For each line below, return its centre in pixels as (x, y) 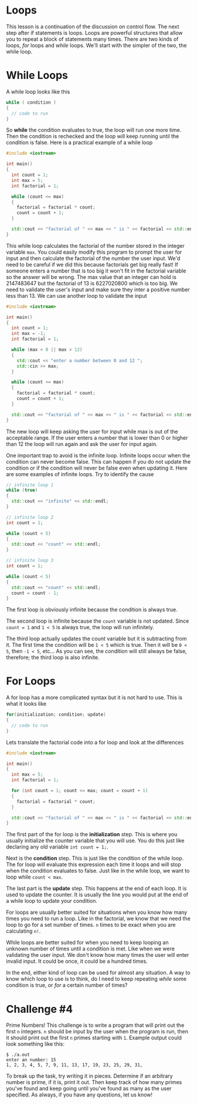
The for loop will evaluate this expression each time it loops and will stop (94, 864)
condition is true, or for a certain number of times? (67, 985)
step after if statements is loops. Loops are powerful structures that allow (94, 32)
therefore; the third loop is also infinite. (53, 657)
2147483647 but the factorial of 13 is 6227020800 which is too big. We (92, 283)
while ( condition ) (31, 102)
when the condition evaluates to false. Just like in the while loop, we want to (98, 871)
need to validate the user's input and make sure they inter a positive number (98, 290)
